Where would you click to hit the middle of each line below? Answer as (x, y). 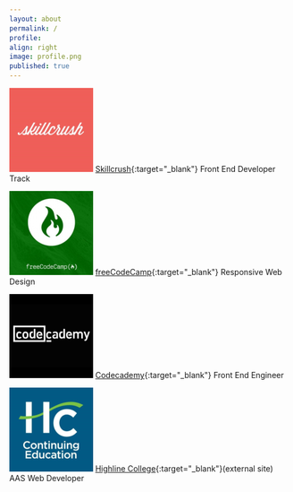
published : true (39, 66)
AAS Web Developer (47, 478)
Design (22, 281)
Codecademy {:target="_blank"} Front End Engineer (189, 375)
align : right (33, 47)
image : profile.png (46, 57)
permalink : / (33, 28)
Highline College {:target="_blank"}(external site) (184, 469)
